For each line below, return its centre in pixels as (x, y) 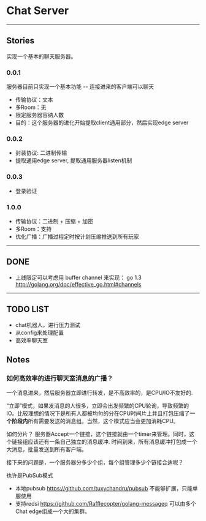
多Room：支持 (33, 229)
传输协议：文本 (34, 100)
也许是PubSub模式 (30, 476)
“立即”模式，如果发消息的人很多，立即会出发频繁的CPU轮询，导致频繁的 (97, 406)
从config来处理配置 (40, 332)
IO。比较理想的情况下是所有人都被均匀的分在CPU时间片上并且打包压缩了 (98, 413)
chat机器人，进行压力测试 (48, 324)
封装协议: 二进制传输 (41, 153)
